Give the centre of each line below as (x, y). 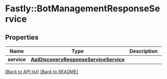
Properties (22, 37)
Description (144, 51)
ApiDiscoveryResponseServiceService (78, 59)
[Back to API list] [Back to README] (42, 72)
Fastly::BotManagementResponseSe (83, 9)
